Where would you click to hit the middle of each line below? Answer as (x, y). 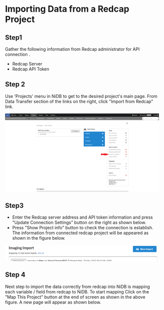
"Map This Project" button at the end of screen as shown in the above (75, 297)
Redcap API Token (31, 69)
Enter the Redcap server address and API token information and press (82, 217)
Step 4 (15, 275)
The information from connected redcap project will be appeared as (80, 233)
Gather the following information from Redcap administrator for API (72, 49)
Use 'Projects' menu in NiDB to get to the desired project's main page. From (81, 96)
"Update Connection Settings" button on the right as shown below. (79, 222)
